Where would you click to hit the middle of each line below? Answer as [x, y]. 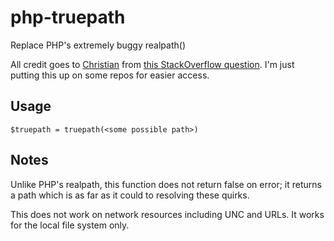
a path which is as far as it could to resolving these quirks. [130, 195]
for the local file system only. [70, 225]
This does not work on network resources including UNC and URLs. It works [167, 214]
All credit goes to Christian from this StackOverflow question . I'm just [152, 64]
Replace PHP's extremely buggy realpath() [98, 45]
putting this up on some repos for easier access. [110, 75]
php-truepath [68, 17]
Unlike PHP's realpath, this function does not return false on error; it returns [166, 184]
